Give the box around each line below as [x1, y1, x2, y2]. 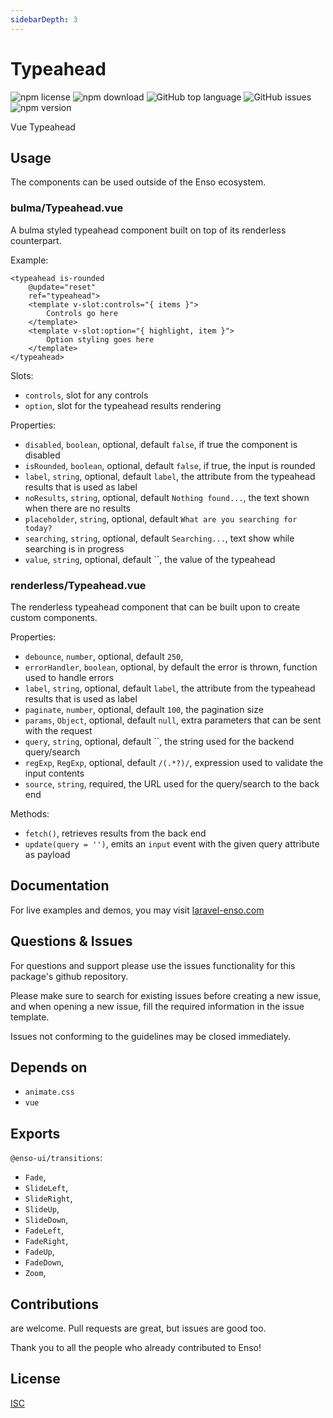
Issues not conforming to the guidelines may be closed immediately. [10, 1030, 292, 1042]
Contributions [10, 1296, 99, 1313]
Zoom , [24, 1267, 47, 1279]
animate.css [24, 1087, 75, 1098]
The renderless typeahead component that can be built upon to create [10, 601, 301, 613]
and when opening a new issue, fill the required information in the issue [10, 1000, 305, 1012]
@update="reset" [28, 282, 97, 292]
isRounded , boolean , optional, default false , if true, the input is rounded [24, 459, 316, 471]
